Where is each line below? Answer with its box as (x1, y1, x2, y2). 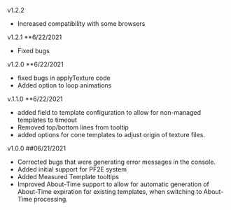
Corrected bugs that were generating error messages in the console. (17, 157, 216, 166)
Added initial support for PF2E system (17, 165, 127, 174)
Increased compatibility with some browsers (17, 20, 146, 27)
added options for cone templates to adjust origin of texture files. (17, 131, 205, 139)
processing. (34, 195, 68, 203)
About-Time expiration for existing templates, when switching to (17, 188, 202, 195)
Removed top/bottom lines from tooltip (17, 123, 129, 132)
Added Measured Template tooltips (17, 173, 119, 181)
